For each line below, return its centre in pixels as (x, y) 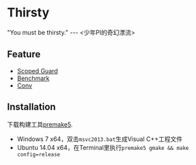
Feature (24, 54)
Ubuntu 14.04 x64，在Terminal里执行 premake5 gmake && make (103, 147)
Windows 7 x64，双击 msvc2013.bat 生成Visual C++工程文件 (100, 139)
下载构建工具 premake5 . (40, 124)
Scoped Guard (37, 71)
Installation (31, 107)
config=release (39, 154)
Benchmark (33, 78)
